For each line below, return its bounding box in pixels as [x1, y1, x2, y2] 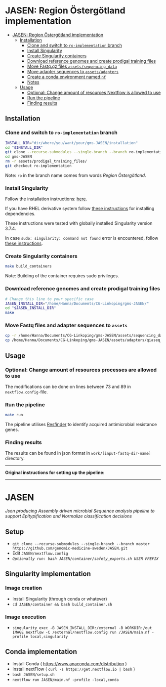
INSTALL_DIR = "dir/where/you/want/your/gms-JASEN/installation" [5, 140, 138, 145]
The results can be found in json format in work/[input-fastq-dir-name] [5, 450, 151, 456]
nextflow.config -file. [5, 388, 48, 395]
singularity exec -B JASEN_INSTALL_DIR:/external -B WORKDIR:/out [12, 626, 152, 631]
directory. [5, 455, 25, 462]
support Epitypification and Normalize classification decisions [5, 513, 132, 519]
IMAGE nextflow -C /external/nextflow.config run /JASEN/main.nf [12, 630, 150, 635]
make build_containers [5, 264, 52, 269]
